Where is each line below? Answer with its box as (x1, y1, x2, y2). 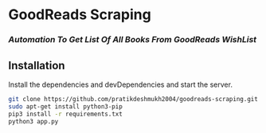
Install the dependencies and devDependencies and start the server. (8, 80, 233, 89)
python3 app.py (8, 117, 59, 125)
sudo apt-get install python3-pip (8, 102, 123, 111)
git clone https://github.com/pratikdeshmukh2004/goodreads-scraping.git (8, 95, 259, 103)
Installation (8, 58, 65, 72)
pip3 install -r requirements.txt (8, 110, 123, 118)
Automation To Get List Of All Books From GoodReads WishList (8, 34, 257, 45)
